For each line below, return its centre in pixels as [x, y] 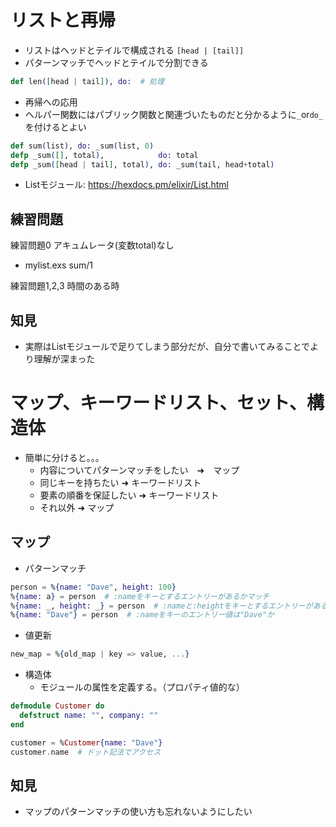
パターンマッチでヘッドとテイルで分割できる [116, 62]
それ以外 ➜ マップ [77, 507]
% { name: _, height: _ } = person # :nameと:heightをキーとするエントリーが [161, 606]
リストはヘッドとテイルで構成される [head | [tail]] [134, 50]
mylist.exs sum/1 [59, 265]
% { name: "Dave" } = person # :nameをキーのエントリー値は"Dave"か [142, 615]
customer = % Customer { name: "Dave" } [86, 742]
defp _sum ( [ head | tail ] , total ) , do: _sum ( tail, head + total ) [142, 164]
